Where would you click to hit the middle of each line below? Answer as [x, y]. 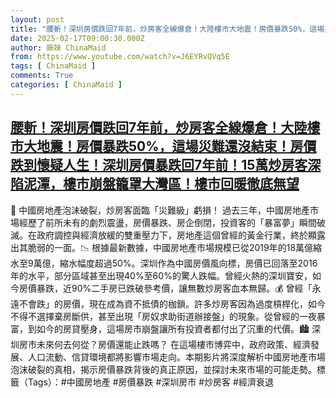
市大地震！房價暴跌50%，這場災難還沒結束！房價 [163, 146]
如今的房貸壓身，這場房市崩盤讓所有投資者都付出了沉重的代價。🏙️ [173, 328]
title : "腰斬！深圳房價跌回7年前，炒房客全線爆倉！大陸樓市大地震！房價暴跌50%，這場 [167, 29]
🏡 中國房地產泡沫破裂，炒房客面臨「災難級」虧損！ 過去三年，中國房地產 [160, 210]
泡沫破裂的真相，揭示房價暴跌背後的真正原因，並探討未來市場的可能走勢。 [163, 369]
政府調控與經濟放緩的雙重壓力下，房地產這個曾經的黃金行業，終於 [172, 235]
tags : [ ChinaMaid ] [53, 66]
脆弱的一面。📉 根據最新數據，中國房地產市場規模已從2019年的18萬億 [170, 247]
